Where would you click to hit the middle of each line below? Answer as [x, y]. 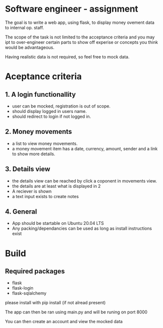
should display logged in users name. [49, 111]
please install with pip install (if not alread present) [55, 303]
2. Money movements [39, 132]
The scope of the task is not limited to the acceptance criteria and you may [80, 37]
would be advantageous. [30, 47]
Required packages [35, 271]
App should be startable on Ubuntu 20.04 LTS [58, 223]
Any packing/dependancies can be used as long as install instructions [82, 228]
